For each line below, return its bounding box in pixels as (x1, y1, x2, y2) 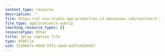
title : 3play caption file (5, 35, 60, 39)
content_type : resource (5, 7, 54, 12)
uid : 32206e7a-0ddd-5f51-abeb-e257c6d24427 (5, 43, 96, 48)
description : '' (5, 12, 38, 17)
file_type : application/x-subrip (5, 20, 74, 26)
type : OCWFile (5, 39, 34, 44)
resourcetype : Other (5, 30, 48, 35)
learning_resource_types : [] (5, 25, 65, 30)
